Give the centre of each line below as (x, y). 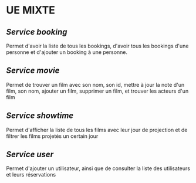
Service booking (37, 32)
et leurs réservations (31, 175)
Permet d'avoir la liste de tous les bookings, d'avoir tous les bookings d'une (97, 46)
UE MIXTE (31, 10)
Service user (30, 155)
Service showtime (40, 116)
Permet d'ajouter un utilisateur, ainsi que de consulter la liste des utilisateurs (98, 168)
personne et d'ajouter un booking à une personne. (67, 52)
